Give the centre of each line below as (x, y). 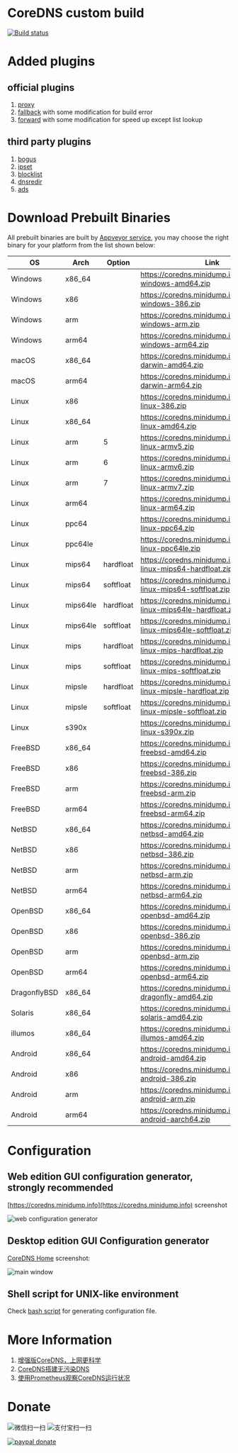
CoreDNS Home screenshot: (49, 1258)
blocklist (30, 174)
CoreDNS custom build (76, 13)
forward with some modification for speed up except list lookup (110, 119)
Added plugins (51, 61)
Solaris (22, 1013)
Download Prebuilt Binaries (89, 217)
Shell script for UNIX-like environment (93, 1294)
